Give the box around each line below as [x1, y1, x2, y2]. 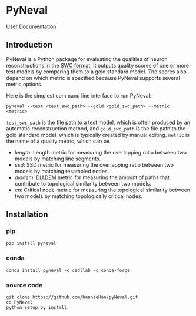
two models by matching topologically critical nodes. [14, 192, 143, 200]
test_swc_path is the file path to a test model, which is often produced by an [6, 119, 190, 126]
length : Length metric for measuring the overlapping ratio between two [14, 149, 187, 156]
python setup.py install [6, 305, 67, 311]
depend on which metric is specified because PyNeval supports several [6, 74, 181, 81]
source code [6, 281, 43, 289]
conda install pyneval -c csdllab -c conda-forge [6, 267, 131, 273]
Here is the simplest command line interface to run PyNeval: [6, 92, 152, 99]
